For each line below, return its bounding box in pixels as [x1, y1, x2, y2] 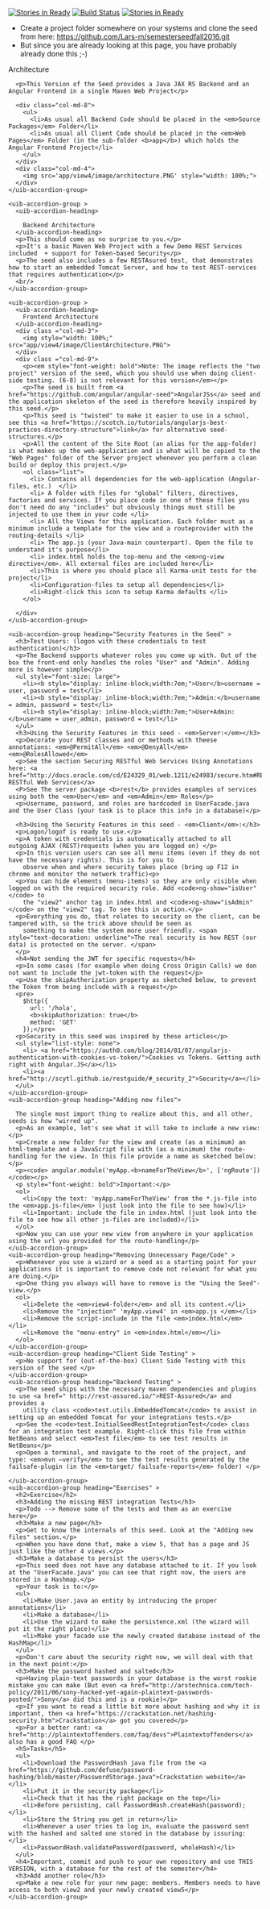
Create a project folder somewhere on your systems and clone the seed [19, 23, 259, 32]
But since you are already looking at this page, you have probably [19, 40, 237, 50]
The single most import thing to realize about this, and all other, [15, 1110, 253, 1118]
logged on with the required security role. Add [8, 884, 174, 892]
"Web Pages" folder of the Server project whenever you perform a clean [8, 454, 257, 462]
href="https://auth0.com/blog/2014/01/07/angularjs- [51, 1046, 231, 1054]
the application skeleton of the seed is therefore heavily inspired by [8, 397, 257, 406]
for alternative [152, 426, 207, 434]
